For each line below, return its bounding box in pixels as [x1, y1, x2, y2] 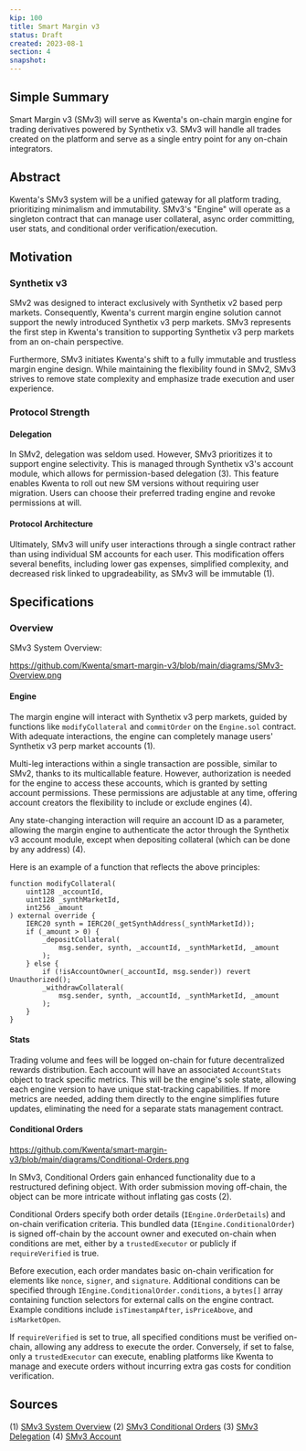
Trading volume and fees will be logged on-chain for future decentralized [9, 1054, 285, 1065]
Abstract [9, 170, 61, 185]
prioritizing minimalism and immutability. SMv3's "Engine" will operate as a [9, 203, 290, 215]
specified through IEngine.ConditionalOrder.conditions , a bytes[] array [9, 1285, 283, 1296]
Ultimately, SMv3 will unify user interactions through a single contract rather [9, 538, 297, 549]
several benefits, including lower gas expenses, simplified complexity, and [9, 558, 290, 569]
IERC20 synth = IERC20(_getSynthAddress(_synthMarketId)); [26, 919, 256, 928]
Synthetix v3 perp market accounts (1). [9, 740, 156, 751]
